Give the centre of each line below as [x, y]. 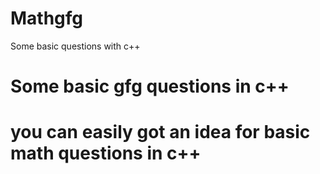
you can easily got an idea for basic [160, 132]
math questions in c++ [106, 153]
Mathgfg [47, 18]
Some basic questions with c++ [75, 46]
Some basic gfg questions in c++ [150, 86]
